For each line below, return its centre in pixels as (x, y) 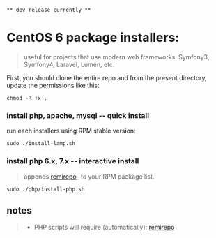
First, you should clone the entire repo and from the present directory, (107, 77)
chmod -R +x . (27, 98)
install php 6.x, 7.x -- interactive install (73, 161)
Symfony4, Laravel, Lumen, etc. (69, 64)
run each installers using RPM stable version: (71, 131)
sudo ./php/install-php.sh (46, 189)
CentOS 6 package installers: (93, 38)
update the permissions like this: (53, 85)
